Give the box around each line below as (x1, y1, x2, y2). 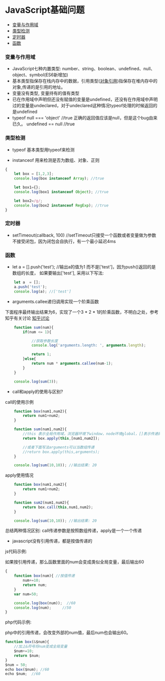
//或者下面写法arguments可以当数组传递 (23, 444, 95, 450)
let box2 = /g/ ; (14, 198, 43, 203)
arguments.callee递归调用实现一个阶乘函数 (12, 298, 99, 304)
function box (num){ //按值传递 (14, 573, 75, 578)
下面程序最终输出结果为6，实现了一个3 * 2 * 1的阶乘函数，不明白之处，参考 (5, 309, 159, 315)
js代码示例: (5, 549, 27, 555)
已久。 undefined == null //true (12, 121, 75, 127)
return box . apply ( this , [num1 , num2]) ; (23, 436, 100, 441)
